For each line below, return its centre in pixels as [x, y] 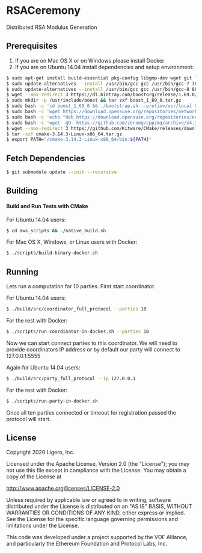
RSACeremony [44, 11]
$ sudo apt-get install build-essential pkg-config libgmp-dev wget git [99, 78]
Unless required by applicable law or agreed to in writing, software [89, 500]
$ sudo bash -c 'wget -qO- [40, 123]
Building [22, 191]
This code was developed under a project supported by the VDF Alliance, [97, 537]
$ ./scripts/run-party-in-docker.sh [52, 401]
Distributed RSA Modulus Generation [52, 27]
